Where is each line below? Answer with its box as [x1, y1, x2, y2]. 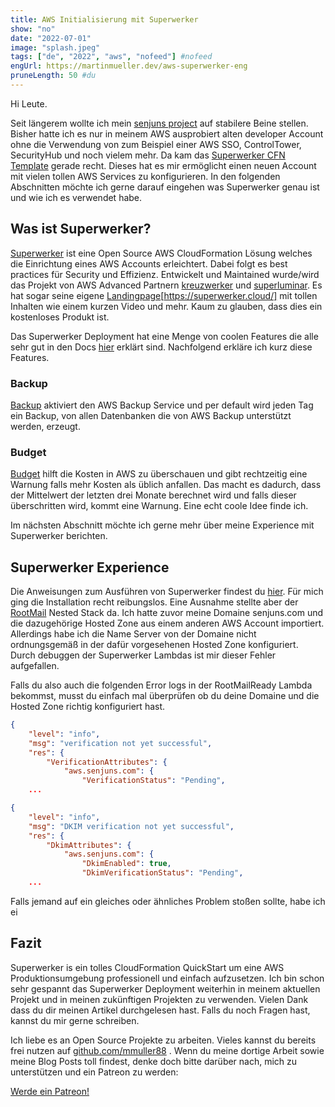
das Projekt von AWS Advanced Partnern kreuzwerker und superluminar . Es [10, 279, 323, 291]
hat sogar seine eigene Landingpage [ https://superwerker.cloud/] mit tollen [10, 289, 318, 301]
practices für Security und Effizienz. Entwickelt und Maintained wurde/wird [10, 268, 320, 280]
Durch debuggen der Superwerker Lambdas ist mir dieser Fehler [10, 649, 277, 661]
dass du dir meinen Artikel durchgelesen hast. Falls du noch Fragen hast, [10, 1004, 311, 1016]
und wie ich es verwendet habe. [10, 191, 143, 203]
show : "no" [10, 24, 56, 34]
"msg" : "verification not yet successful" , [28, 738, 213, 748]
